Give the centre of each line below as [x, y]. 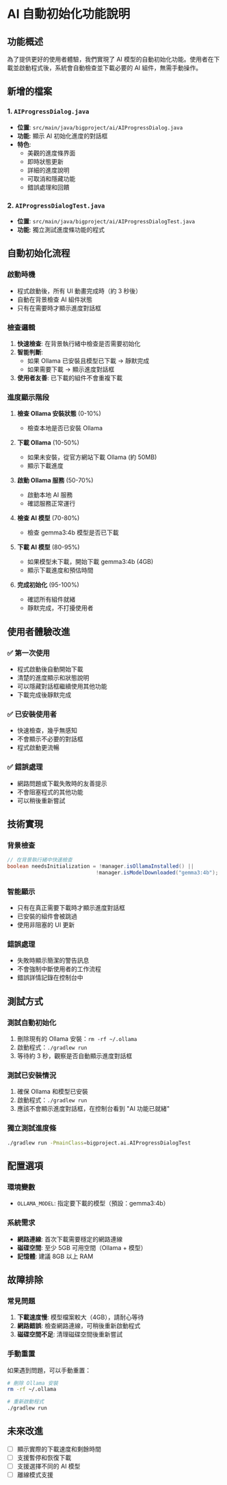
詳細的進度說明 [48, 170]
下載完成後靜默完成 [44, 695]
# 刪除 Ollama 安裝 [33, 1383]
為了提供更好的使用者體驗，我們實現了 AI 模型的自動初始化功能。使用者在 [110, 59]
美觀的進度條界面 [51, 153]
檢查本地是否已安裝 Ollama [65, 428]
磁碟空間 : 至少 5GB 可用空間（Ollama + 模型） [82, 1247]
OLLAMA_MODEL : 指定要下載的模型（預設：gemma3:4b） [93, 1203]
